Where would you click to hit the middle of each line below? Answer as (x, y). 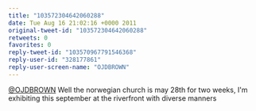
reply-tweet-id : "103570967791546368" (72, 52)
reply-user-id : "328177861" (55, 60)
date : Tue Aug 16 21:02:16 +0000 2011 (72, 23)
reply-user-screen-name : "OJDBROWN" (69, 67)
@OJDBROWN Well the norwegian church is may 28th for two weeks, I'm (128, 90)
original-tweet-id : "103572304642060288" (78, 30)
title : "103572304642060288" (56, 15)
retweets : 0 (28, 38)
